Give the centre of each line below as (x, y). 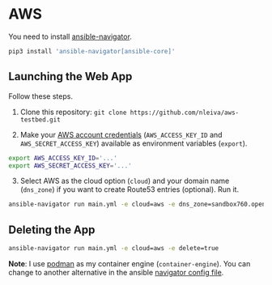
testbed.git (40, 119)
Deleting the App (52, 230)
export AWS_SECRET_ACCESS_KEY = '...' (70, 166)
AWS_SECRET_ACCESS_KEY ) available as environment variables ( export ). (134, 143)
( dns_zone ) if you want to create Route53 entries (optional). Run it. (130, 189)
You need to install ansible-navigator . (70, 36)
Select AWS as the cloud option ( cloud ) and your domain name (125, 181)
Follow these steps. (40, 96)
